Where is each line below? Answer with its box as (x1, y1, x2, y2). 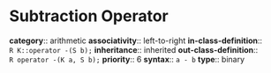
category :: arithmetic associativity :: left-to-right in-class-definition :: (9, 35, 263, 46)
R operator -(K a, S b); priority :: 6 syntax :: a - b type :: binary (9, 54, 245, 64)
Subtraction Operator (9, 6, 169, 26)
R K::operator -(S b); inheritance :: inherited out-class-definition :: (9, 44, 259, 55)
